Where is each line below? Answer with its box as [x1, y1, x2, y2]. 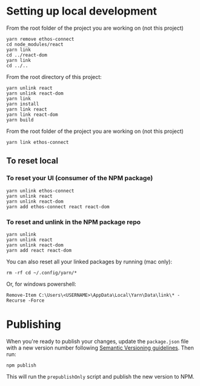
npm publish [6, 362, 36, 368]
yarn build [6, 117, 34, 123]
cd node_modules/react [6, 41, 64, 47]
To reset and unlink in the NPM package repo [6, 217, 141, 226]
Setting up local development [6, 4, 158, 18]
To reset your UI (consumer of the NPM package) [6, 174, 153, 183]
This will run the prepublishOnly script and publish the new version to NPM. [6, 373, 195, 380]
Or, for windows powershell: [6, 280, 77, 288]
